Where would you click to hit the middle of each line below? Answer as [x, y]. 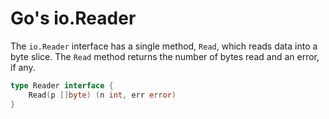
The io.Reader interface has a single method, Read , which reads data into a [164, 46]
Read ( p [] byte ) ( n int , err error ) [102, 95]
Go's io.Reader [73, 18]
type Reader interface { [62, 85]
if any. [23, 67]
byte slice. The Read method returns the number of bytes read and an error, [165, 56]
